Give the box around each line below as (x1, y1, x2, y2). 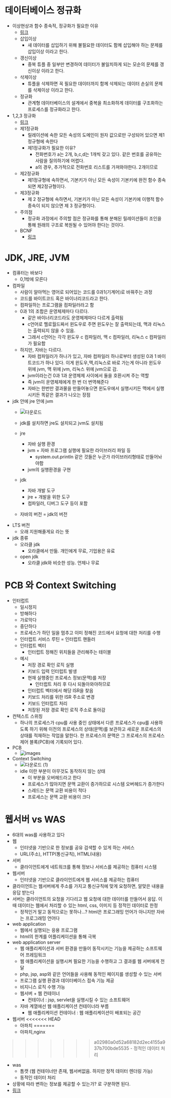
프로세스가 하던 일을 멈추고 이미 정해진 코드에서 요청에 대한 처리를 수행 (19, 629, 161, 636)
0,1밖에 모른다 (19, 276, 48, 282)
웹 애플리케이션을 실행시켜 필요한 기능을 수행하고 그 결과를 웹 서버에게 (19, 958, 160, 964)
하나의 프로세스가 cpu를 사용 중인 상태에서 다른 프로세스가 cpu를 (19, 719, 149, 725)
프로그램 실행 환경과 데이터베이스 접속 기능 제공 (19, 977, 115, 983)
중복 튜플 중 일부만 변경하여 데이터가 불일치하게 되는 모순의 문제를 (27, 61, 159, 67)
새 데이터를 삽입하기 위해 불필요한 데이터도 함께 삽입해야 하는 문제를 (27, 42, 163, 48)
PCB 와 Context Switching (5, 580, 116, 591)
